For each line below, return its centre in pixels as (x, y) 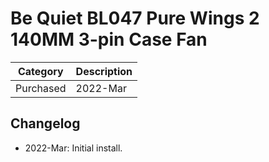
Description (104, 71)
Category (40, 71)
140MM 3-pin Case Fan (109, 39)
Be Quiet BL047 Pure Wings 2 (135, 18)
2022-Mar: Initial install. (73, 148)
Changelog (45, 123)
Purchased (41, 88)
